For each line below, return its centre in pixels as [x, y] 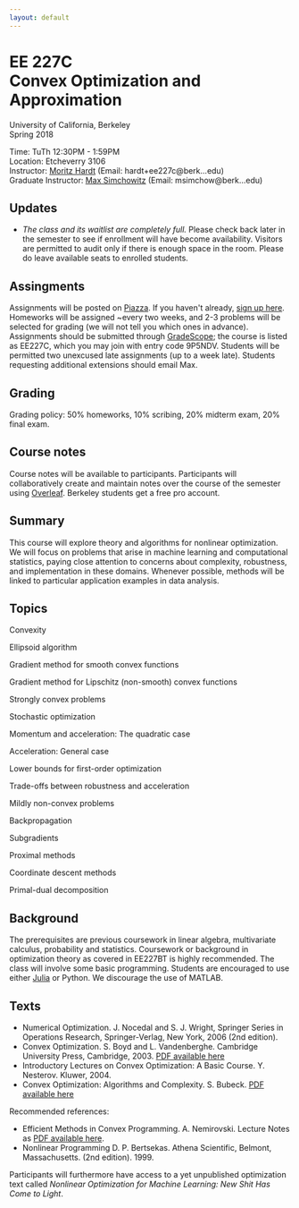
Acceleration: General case [59, 752]
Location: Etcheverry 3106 [58, 161]
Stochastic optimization [53, 717]
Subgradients [34, 838]
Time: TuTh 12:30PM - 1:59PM [65, 151]
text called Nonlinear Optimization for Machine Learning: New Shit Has [140, 1184]
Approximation [66, 100]
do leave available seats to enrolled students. [105, 258]
